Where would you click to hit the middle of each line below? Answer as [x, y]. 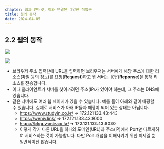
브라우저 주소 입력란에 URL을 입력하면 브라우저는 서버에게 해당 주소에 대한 [83, 71]
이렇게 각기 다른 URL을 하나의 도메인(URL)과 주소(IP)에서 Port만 [81, 129]
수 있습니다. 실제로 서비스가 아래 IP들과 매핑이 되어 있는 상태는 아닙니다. [81, 108]
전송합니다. [36, 83]
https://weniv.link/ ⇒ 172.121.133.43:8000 [61, 119]
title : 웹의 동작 [21, 14]
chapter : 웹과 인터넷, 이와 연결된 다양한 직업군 [48, 10]
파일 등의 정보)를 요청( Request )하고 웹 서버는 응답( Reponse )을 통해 [87, 77]
